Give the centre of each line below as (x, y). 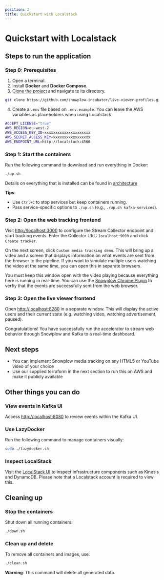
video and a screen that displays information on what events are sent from (80, 256)
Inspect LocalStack (28, 461)
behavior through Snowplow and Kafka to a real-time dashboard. (70, 334)
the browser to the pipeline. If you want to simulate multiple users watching (81, 261)
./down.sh (15, 531)
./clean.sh (16, 563)
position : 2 (17, 10)
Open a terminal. (29, 81)
